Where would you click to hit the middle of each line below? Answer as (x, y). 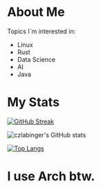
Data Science (36, 59)
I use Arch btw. (51, 177)
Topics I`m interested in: (42, 31)
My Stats (34, 102)
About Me (36, 12)
